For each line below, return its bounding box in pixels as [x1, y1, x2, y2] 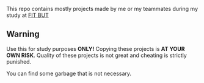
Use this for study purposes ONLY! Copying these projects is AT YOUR [6, 45, 185, 52]
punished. [6, 58, 32, 65]
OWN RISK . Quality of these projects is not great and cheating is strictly [6, 51, 188, 59]
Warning [6, 29, 40, 39]
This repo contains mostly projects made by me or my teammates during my [6, 5, 199, 12]
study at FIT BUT [6, 12, 49, 19]
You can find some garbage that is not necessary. [6, 70, 132, 77]
